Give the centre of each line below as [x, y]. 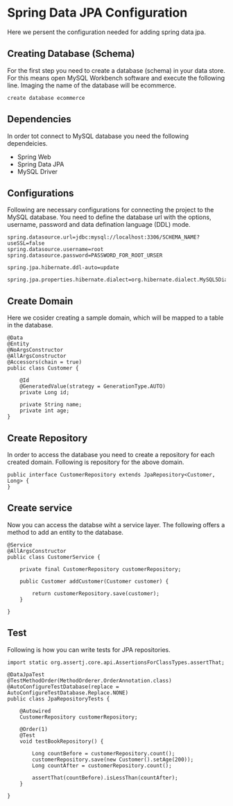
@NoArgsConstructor [35, 350]
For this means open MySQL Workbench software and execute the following [116, 78]
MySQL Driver [37, 171]
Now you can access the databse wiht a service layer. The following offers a [116, 524]
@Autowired [35, 711]
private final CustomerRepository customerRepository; [101, 569]
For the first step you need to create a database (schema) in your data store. [116, 70]
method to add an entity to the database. [65, 532]
